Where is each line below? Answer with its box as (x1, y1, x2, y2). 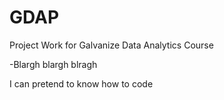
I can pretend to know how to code (9, 77, 154, 90)
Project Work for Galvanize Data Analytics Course (9, 39, 214, 51)
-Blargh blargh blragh (9, 58, 98, 70)
